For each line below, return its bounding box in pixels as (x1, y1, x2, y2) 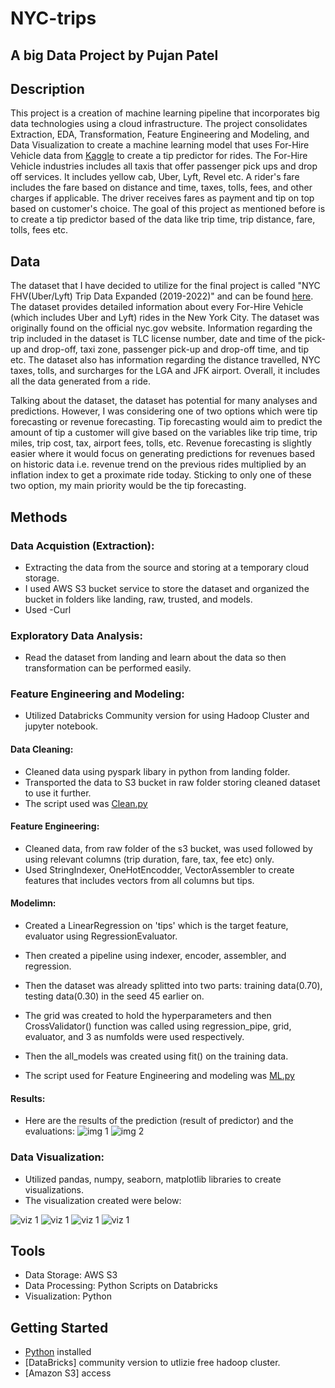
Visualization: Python (24, 1290, 112, 1302)
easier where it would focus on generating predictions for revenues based (10, 448, 315, 460)
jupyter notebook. (24, 720, 99, 732)
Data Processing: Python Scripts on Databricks (24, 1280, 218, 1292)
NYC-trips (10, 7, 97, 30)
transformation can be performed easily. (24, 662, 192, 674)
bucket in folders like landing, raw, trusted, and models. (24, 593, 253, 605)
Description (10, 80, 85, 97)
